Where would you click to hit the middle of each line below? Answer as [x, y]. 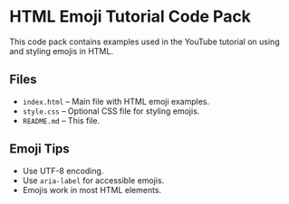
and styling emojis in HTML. [61, 51]
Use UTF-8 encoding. [63, 171]
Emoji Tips [39, 149]
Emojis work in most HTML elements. [92, 190]
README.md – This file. [61, 120]
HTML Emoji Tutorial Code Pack [130, 17]
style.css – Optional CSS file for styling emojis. [111, 111]
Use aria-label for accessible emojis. [93, 180]
